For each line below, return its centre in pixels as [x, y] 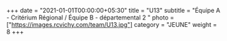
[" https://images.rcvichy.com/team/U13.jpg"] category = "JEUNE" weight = [112, 25]
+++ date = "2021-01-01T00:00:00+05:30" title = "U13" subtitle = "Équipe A [113, 10]
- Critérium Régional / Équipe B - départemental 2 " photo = [91, 17]
